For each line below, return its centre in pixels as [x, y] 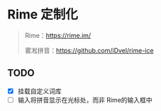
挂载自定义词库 [39, 91]
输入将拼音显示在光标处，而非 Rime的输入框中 [85, 100]
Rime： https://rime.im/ [58, 35]
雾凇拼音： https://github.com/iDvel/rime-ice [89, 50]
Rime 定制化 [43, 14]
